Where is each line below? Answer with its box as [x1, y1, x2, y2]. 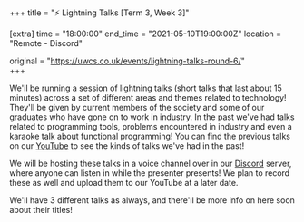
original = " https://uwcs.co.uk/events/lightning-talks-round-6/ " [9, 55, 245, 66]
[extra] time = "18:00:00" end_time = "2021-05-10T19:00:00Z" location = [9, 28, 282, 39]
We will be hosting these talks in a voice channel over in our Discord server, [9, 158, 292, 169]
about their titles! [9, 205, 73, 215]
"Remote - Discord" [9, 38, 83, 48]
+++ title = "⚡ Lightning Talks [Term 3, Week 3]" [9, 7, 190, 18]
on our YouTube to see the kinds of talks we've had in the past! [9, 140, 245, 151]
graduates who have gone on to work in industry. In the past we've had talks [9, 111, 295, 122]
